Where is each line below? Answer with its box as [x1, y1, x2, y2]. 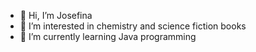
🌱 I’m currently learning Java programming [19, 31, 197, 42]
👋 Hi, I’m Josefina [19, 10, 93, 21]
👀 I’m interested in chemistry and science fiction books [19, 20, 247, 32]
